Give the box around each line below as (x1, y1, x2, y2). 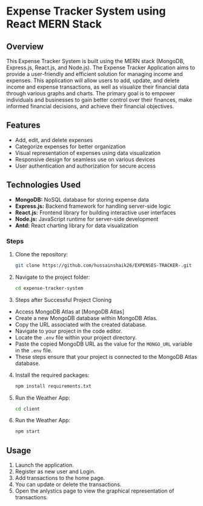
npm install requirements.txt (15, 383, 92, 389)
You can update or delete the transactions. (15, 481, 122, 488)
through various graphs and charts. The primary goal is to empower (6, 90, 176, 97)
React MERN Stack (6, 17, 102, 31)
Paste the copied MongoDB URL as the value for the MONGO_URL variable (15, 340, 193, 347)
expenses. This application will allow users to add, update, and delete (6, 77, 180, 84)
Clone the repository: (15, 250, 68, 258)
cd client (15, 406, 41, 412)
